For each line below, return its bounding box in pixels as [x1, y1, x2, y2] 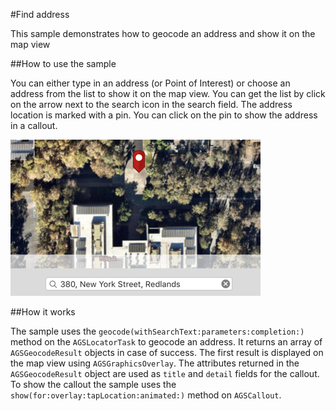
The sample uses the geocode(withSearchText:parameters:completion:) [10, 325, 305, 337]
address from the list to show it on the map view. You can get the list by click [10, 88, 326, 99]
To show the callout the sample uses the [10, 379, 177, 390]
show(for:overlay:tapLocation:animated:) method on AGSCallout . [10, 389, 282, 401]
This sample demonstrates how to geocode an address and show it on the [10, 28, 316, 39]
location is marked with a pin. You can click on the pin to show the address [10, 109, 318, 121]
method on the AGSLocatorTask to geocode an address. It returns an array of [10, 336, 323, 348]
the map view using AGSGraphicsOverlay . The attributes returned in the [10, 357, 300, 369]
